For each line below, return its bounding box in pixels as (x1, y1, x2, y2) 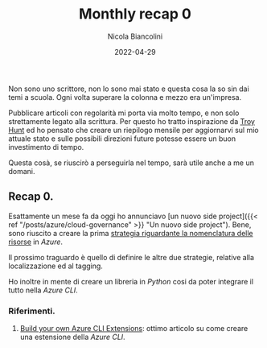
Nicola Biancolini (107, 31, 163, 41)
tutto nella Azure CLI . (8, 285, 78, 295)
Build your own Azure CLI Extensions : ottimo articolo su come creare (19, 324, 249, 333)
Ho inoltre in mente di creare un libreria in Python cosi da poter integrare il (8, 276, 254, 286)
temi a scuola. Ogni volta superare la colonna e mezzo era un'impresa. (8, 92, 242, 101)
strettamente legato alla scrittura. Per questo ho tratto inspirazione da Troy (8, 116, 256, 126)
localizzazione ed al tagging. (8, 261, 103, 271)
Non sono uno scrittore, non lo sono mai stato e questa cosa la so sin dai (8, 84, 249, 93)
